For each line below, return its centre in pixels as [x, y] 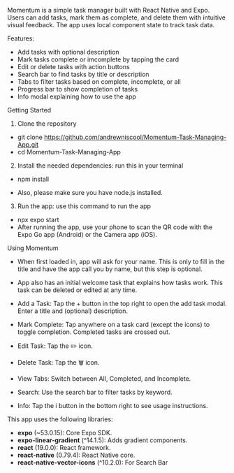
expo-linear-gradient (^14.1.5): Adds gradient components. [102, 440]
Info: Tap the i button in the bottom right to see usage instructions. [112, 406]
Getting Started [29, 110]
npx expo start [38, 220]
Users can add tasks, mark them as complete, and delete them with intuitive [116, 17]
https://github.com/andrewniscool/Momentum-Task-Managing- [136, 137]
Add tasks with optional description [68, 52]
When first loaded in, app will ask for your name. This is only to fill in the [121, 262]
